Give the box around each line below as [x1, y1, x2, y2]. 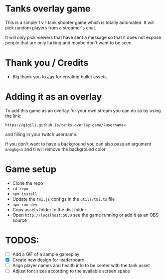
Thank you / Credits [5, 57, 89, 69]
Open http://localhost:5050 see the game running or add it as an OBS [12, 212, 159, 218]
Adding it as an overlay [5, 91, 102, 103]
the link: [5, 113, 21, 119]
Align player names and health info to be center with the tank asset [12, 262, 150, 268]
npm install [12, 191, 37, 197]
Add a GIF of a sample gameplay [12, 251, 80, 257]
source [12, 217, 27, 223]
